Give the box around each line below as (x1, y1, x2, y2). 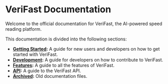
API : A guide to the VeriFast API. (12, 68, 81, 74)
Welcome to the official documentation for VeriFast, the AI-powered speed (5, 20, 162, 27)
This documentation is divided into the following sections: (5, 36, 127, 42)
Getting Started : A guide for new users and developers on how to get (12, 46, 160, 52)
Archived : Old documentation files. (12, 73, 88, 79)
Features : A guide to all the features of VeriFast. (12, 62, 115, 68)
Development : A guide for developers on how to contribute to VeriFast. (12, 56, 163, 62)
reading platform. (5, 26, 42, 32)
